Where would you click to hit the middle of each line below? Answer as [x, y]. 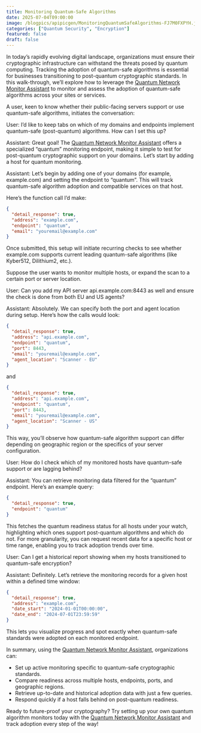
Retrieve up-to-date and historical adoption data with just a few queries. [103, 693]
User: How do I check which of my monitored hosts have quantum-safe [94, 462]
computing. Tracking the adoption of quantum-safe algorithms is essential [98, 69]
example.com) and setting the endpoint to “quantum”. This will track [90, 180]
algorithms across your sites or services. [56, 95]
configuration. [23, 451]
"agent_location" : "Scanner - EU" [54, 360]
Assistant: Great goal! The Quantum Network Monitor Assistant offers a [94, 143]
